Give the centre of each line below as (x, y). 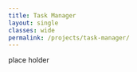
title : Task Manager (43, 15)
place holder (29, 60)
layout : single (33, 23)
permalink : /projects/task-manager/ (69, 38)
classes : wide (32, 30)
